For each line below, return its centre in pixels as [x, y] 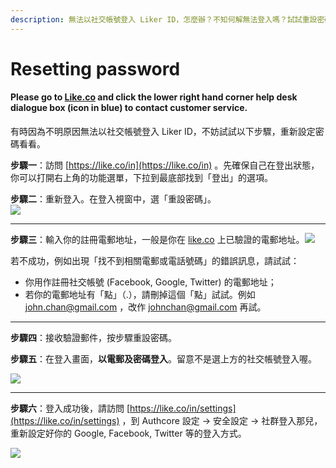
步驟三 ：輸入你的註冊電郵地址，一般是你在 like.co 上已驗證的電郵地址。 [157, 240]
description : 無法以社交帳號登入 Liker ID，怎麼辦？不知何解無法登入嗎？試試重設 [164, 19]
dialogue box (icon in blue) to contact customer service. [129, 108]
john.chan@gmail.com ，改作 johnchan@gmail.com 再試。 [145, 307]
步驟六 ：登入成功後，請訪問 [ [70, 408]
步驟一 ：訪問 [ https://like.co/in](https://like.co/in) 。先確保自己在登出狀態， [165, 165]
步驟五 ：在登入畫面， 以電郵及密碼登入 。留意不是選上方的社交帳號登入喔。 [163, 359]
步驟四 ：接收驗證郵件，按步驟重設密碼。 [93, 338]
